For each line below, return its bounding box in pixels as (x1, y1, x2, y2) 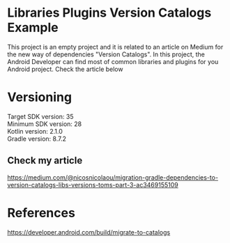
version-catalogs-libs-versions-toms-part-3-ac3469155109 (7, 180, 179, 189)
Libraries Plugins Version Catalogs (7, 5, 212, 21)
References (7, 205, 75, 221)
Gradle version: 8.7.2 (7, 134, 67, 143)
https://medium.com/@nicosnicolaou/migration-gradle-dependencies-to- (7, 173, 218, 182)
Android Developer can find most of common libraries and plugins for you (7, 57, 219, 65)
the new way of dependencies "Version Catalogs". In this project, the (7, 50, 206, 58)
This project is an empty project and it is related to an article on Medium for (7, 42, 224, 51)
